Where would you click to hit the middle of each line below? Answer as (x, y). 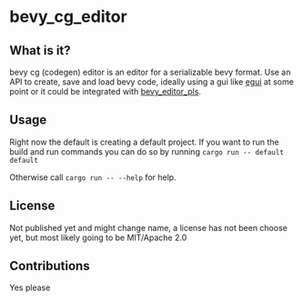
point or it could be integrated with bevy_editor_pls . (106, 91)
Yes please (30, 287)
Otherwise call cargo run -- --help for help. (93, 177)
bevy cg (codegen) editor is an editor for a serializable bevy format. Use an (150, 72)
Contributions (50, 266)
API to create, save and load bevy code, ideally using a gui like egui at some (151, 82)
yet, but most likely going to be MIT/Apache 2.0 (98, 237)
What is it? (40, 50)
